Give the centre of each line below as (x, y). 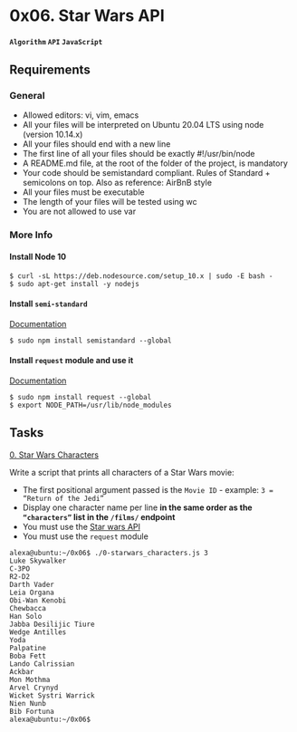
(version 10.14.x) (53, 135)
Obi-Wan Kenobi (38, 600)
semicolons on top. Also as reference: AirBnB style (117, 183)
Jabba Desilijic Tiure (52, 624)
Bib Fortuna (32, 711)
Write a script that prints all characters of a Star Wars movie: (122, 472)
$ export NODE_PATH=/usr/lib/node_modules (91, 405)
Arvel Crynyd (34, 688)
